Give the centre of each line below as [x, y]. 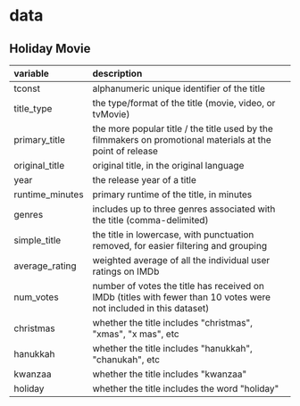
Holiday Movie [50, 49]
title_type [33, 108]
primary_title [39, 140]
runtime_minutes [49, 195]
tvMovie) [111, 114]
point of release [125, 151]
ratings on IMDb [126, 271]
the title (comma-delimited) [150, 220]
